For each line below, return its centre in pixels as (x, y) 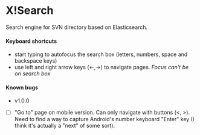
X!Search (30, 11)
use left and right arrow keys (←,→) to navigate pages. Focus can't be (102, 67)
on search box (32, 74)
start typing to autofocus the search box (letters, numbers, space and (101, 54)
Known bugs (22, 87)
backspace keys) (36, 61)
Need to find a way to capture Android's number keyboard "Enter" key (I (104, 119)
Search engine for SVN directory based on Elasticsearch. (77, 27)
